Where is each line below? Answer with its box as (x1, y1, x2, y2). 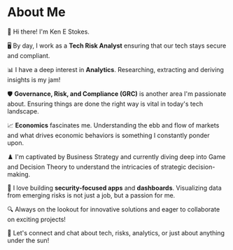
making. (7, 169, 31, 179)
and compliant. (7, 51, 50, 60)
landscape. (7, 106, 40, 116)
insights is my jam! (7, 75, 61, 84)
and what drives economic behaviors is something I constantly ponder (7, 131, 210, 139)
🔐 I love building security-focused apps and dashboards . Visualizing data (7, 183, 222, 192)
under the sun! (7, 236, 50, 244)
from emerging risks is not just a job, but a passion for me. (7, 190, 176, 200)
